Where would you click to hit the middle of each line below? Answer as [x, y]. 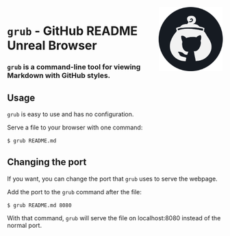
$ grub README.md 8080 [39, 205]
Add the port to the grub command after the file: [75, 192]
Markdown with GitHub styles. [59, 76]
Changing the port [47, 162]
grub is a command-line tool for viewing [74, 67]
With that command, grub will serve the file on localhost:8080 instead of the [114, 218]
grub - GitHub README [73, 31]
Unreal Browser [52, 45]
